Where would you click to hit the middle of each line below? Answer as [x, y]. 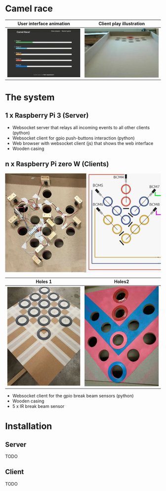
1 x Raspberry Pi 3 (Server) [47, 116]
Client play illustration [122, 24]
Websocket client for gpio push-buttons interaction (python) [73, 138]
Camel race [29, 9]
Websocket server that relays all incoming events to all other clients [81, 127]
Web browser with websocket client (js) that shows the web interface [83, 143]
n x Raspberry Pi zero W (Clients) [57, 164]
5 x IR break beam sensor [38, 406]
